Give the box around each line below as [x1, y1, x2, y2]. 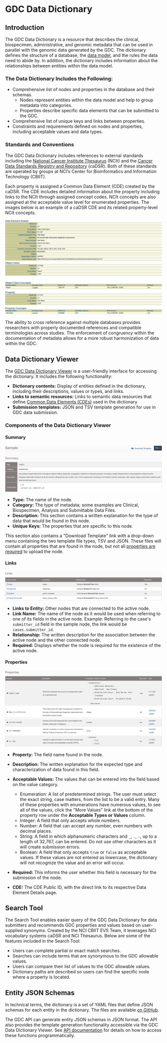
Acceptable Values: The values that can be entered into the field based [12, 776, 160, 782]
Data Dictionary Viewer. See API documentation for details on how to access [5, 1027, 162, 1033]
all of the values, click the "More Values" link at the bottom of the [19, 806, 153, 813]
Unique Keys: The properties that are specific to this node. [12, 523, 133, 529]
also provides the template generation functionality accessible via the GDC [5, 1022, 158, 1028]
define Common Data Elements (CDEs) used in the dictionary [12, 399, 138, 405]
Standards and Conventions [5, 141, 75, 148]
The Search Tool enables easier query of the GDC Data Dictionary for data [5, 917, 158, 923]
